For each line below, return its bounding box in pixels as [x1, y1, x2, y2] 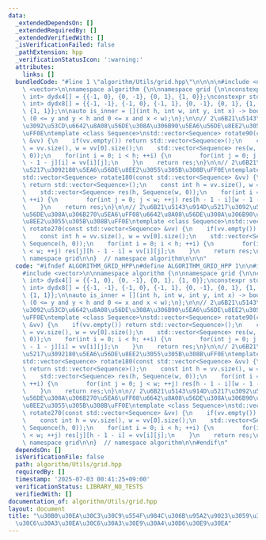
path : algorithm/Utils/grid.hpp [15, 461, 123, 469]
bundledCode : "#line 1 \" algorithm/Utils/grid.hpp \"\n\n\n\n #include [15, 78, 249, 86]
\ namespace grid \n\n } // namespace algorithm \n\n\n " [22, 254, 207, 262]
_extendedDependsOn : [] [15, 19, 93, 27]
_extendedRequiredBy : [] [15, 26, 97, 34]
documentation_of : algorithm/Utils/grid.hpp [8, 497, 158, 505]
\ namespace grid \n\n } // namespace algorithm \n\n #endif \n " [22, 439, 228, 447]
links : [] [22, 70, 55, 78]
